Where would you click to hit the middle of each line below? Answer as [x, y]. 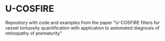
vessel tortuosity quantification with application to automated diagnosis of [82, 27]
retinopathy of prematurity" [34, 33]
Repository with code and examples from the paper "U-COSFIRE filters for [83, 22]
